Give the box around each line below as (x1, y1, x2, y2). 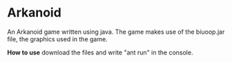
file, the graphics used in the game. (7, 34, 108, 43)
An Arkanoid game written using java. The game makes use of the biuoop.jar (7, 28, 225, 36)
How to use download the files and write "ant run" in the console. (7, 48, 193, 56)
